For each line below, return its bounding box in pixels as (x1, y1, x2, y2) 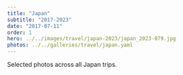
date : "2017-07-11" (7, 22, 63, 29)
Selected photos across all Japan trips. (7, 61, 117, 68)
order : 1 (7, 29, 32, 36)
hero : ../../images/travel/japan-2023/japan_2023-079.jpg (7, 35, 176, 42)
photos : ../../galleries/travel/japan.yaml (7, 42, 134, 48)
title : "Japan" (7, 10, 51, 17)
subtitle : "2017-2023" (7, 16, 72, 23)
